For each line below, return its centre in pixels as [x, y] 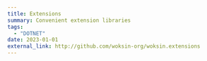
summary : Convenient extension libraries [69, 20]
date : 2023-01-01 [33, 40]
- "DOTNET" [30, 33]
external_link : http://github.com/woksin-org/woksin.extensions [104, 46]
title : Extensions [34, 14]
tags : [15, 27]
